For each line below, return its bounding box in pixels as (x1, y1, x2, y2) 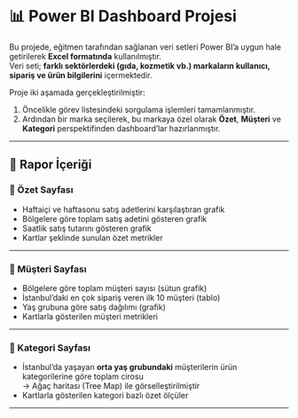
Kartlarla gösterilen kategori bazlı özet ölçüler (21, 390, 189, 401)
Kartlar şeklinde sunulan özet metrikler (21, 232, 163, 243)
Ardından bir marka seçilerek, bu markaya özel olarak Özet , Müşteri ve (21, 114, 282, 124)
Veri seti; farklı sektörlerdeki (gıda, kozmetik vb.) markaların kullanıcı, (9, 60, 271, 71)
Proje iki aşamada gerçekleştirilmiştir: (9, 87, 145, 98)
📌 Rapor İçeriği (9, 157, 92, 172)
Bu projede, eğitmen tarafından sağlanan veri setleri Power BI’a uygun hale (9, 41, 282, 52)
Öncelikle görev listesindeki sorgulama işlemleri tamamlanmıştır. (21, 104, 255, 114)
